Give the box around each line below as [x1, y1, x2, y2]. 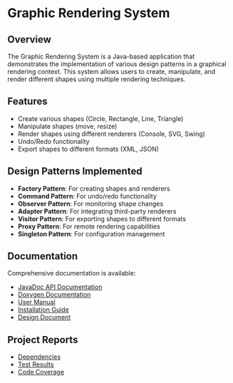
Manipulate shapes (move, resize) [17, 122, 118, 130]
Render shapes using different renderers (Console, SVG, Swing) [17, 130, 205, 138]
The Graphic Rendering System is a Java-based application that [7, 52, 195, 61]
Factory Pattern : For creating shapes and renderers [17, 184, 170, 193]
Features [7, 95, 48, 107]
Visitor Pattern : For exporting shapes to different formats [17, 214, 187, 223]
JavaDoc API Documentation [17, 283, 103, 291]
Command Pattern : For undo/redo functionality [17, 191, 157, 200]
